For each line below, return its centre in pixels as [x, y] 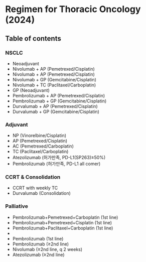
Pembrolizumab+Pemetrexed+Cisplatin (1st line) [62, 222]
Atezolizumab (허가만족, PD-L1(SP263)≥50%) [59, 158]
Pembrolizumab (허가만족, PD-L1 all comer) [56, 164]
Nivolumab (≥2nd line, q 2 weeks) [47, 249]
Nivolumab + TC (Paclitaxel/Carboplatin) [54, 85]
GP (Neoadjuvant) [31, 90]
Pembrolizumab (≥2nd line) [41, 244]
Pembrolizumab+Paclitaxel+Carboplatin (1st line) [63, 228]
